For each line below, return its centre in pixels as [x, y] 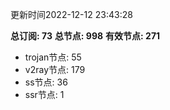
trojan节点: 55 [53, 57]
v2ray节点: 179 [55, 69]
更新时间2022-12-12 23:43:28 [71, 14]
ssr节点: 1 [44, 94]
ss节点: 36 [46, 82]
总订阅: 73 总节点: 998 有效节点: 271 [85, 36]
